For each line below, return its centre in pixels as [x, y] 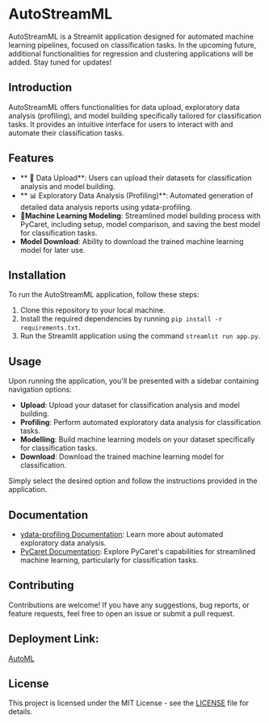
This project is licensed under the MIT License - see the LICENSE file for [128, 703]
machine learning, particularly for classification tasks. [109, 560]
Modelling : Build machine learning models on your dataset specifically [137, 439]
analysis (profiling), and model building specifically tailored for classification [135, 116]
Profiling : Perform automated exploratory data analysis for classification [140, 422]
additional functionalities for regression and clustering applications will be [131, 53]
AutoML [21, 658]
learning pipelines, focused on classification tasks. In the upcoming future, [132, 44]
